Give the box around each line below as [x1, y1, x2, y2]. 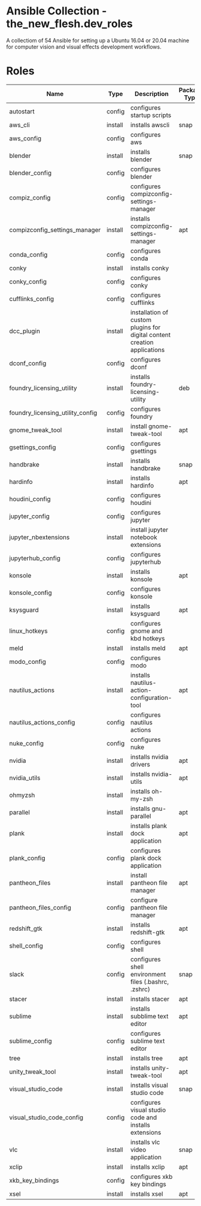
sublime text [130, 1036, 165, 1045]
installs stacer [130, 994, 169, 1003]
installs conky [130, 264, 169, 272]
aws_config [9, 134, 42, 142]
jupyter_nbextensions [9, 533, 70, 541]
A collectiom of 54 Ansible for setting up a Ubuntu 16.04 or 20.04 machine [6, 37, 190, 44]
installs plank [130, 822, 167, 830]
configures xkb [130, 1172, 173, 1181]
